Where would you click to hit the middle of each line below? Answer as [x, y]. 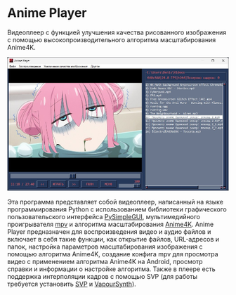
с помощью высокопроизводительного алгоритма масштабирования [112, 39]
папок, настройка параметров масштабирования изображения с [105, 247]
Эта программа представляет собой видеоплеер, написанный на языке [115, 202]
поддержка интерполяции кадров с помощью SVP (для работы [103, 276]
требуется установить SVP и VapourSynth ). [72, 284]
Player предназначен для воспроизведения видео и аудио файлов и [109, 231]
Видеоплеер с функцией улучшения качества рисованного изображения [117, 32]
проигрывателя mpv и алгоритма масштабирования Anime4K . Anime [111, 224]
